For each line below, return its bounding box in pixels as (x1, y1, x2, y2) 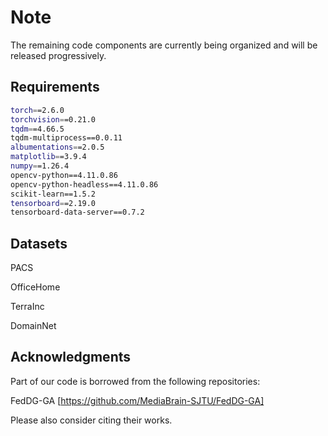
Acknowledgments (10, 349, 132, 366)
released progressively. (10, 49, 107, 61)
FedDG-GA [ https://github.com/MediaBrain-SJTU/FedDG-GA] (10, 394, 265, 406)
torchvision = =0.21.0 (10, 114, 97, 125)
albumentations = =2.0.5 (10, 142, 105, 153)
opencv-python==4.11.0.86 (10, 170, 118, 180)
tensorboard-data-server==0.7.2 (10, 207, 145, 218)
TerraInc (10, 301, 45, 313)
